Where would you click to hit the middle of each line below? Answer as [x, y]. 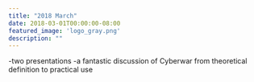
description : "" [35, 38]
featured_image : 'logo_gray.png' [65, 31]
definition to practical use [51, 70]
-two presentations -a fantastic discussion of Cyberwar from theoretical [128, 61]
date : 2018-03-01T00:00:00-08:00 [65, 23]
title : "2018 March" [43, 16]
